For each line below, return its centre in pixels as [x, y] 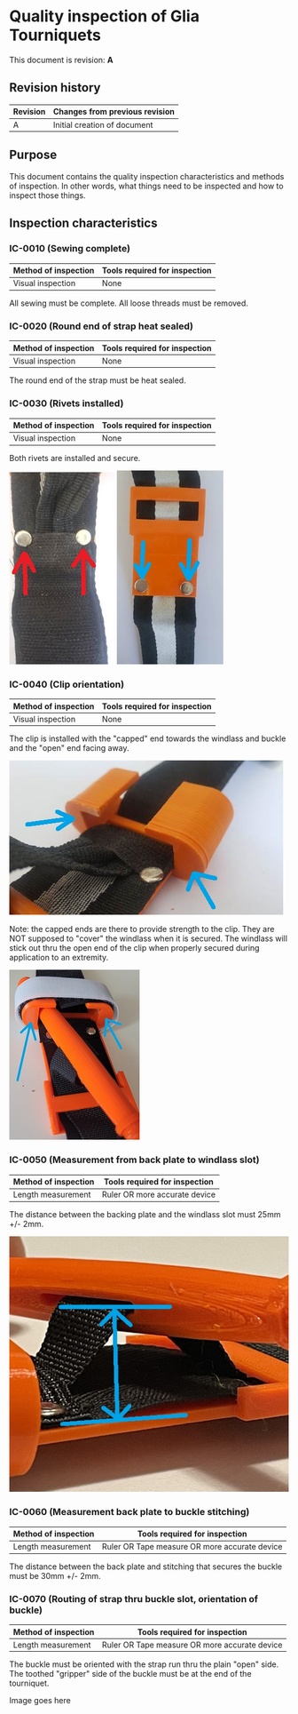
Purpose [33, 155]
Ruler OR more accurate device [158, 1195]
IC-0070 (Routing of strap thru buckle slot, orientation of [134, 1598]
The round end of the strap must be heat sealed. [98, 380]
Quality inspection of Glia [104, 16]
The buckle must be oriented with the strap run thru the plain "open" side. [144, 1664]
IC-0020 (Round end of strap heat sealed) [101, 326]
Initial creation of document [103, 124]
